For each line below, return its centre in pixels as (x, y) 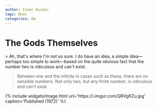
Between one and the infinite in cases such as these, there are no (82, 76)
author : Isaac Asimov (27, 10)
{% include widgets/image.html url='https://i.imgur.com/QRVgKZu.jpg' (75, 96)
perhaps (13, 62)
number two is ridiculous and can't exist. (46, 67)
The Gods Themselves (52, 43)
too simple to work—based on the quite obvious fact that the (83, 62)
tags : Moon (16, 14)
